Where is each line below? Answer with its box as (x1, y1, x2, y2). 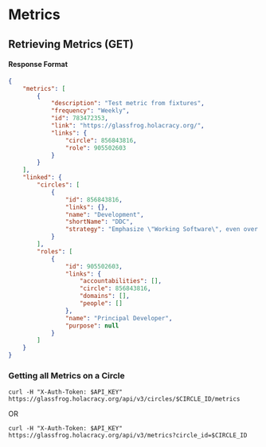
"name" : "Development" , (65, 210, 145, 218)
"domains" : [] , (79, 292, 130, 300)
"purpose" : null (65, 321, 119, 330)
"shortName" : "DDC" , (65, 218, 134, 226)
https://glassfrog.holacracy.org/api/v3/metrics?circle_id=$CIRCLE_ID (8, 432, 248, 440)
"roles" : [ (37, 247, 73, 256)
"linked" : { (22, 174, 62, 182)
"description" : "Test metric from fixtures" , (50, 100, 205, 108)
